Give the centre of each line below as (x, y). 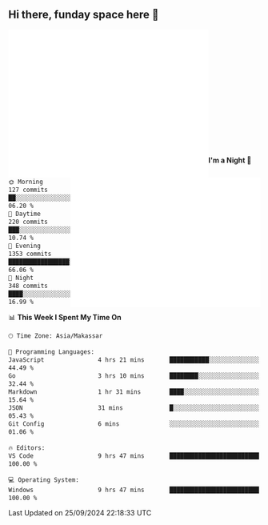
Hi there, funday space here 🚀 (84, 15)
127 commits (28, 190)
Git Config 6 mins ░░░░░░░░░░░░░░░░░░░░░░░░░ (134, 424)
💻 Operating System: (44, 480)
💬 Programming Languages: (51, 352)
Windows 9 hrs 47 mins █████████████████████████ (134, 490)
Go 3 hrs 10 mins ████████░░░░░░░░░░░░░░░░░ (134, 376)
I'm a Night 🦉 (230, 160)
